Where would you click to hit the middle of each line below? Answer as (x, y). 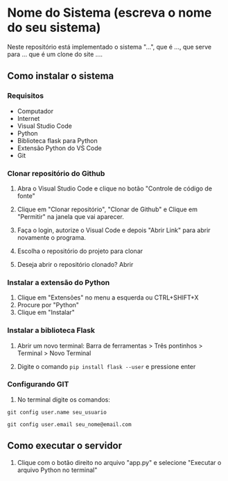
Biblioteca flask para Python (58, 140)
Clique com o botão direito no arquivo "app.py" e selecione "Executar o (119, 462)
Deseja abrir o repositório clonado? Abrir (75, 264)
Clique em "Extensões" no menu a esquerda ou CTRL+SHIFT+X (108, 297)
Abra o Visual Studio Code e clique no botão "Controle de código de (115, 188)
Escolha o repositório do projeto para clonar (80, 251)
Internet (28, 118)
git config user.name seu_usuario (57, 412)
